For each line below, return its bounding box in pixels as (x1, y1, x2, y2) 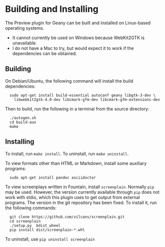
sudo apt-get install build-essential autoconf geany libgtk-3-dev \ (9, 93, 156, 98)
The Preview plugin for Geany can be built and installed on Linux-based (5, 20, 151, 26)
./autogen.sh (9, 115, 37, 120)
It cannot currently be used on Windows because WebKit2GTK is (12, 35, 145, 41)
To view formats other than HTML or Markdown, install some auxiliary (5, 160, 147, 166)
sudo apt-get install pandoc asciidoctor (9, 175, 96, 180)
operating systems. (5, 25, 44, 31)
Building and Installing (5, 3, 99, 15)
